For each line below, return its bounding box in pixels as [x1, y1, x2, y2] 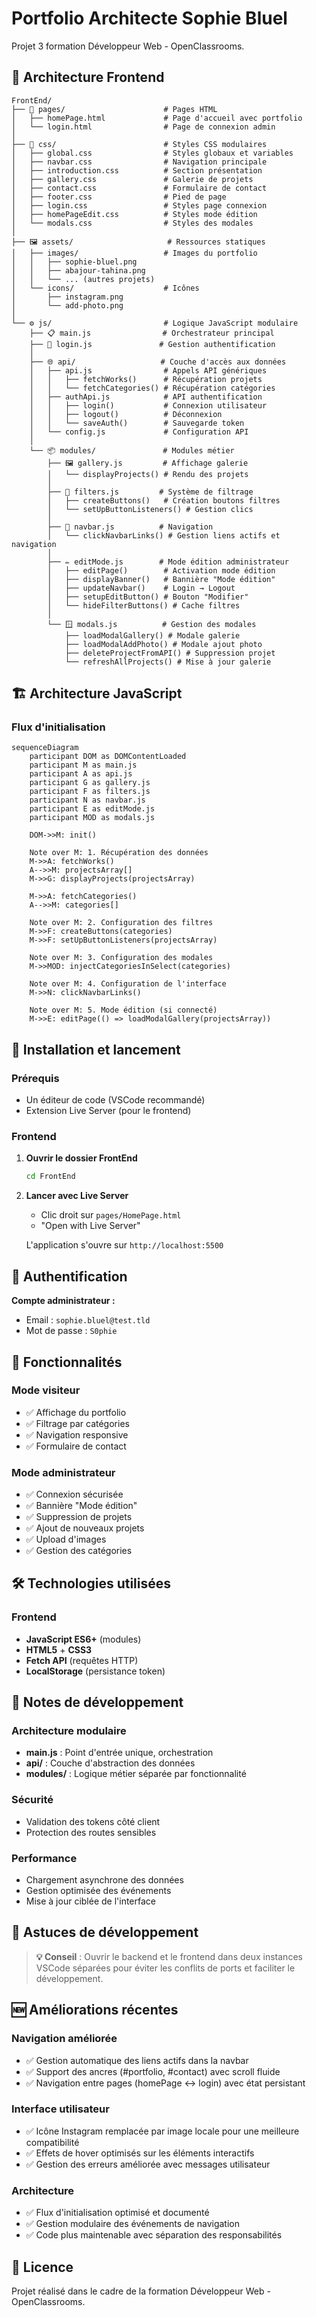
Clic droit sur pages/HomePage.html [40, 1209, 182, 1221]
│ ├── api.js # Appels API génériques [29, 365, 268, 376]
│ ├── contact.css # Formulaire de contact [11, 183, 268, 193]
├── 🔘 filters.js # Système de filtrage [47, 487, 254, 497]
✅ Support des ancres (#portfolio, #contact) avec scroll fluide [25, 2065, 281, 2077]
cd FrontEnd [25, 1172, 76, 1182]
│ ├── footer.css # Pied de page [11, 192, 227, 202]
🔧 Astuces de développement [11, 1924, 199, 1941]
